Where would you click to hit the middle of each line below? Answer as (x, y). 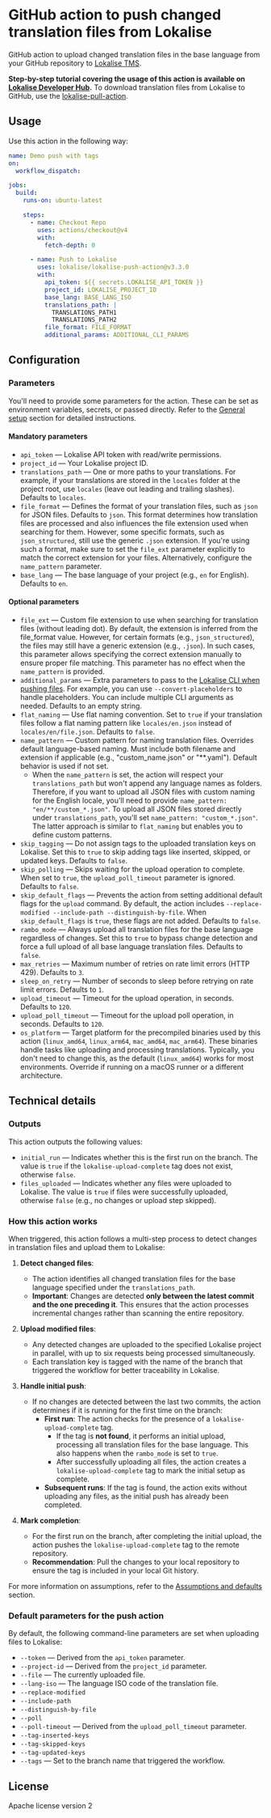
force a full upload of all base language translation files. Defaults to (131, 947)
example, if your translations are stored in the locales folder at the (130, 480)
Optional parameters (44, 602)
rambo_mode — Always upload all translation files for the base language (137, 930)
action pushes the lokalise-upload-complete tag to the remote (135, 1545)
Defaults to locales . (53, 497)
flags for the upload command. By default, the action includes (122, 904)
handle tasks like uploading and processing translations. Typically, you (137, 1050)
